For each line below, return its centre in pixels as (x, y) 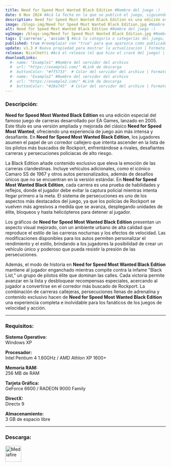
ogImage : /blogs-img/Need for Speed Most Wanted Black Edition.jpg (78, 34)
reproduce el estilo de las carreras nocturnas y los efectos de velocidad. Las (85, 233)
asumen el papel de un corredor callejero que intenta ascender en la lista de (85, 142)
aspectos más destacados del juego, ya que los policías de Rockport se (80, 201)
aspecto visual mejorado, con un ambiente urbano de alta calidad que (78, 227)
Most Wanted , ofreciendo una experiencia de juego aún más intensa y (79, 131)
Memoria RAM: (22, 368)
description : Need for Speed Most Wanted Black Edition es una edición (83, 19)
